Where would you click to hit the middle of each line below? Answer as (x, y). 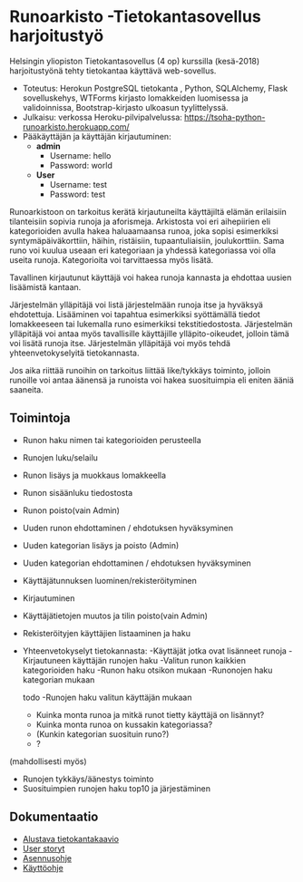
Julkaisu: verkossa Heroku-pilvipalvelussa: (103, 117)
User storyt (44, 848)
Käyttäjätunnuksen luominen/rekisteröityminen (110, 580)
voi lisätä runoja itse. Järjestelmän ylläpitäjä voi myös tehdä (120, 343)
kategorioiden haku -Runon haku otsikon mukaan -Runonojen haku (147, 670)
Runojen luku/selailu (60, 457)
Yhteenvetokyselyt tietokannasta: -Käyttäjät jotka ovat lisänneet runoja (155, 651)
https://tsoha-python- (225, 117)
